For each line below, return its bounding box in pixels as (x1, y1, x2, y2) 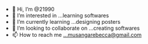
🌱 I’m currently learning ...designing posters (11, 18, 121, 25)
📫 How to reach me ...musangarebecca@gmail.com (11, 32, 142, 38)
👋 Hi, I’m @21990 (11, 6, 55, 12)
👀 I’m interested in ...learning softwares (11, 12, 109, 19)
